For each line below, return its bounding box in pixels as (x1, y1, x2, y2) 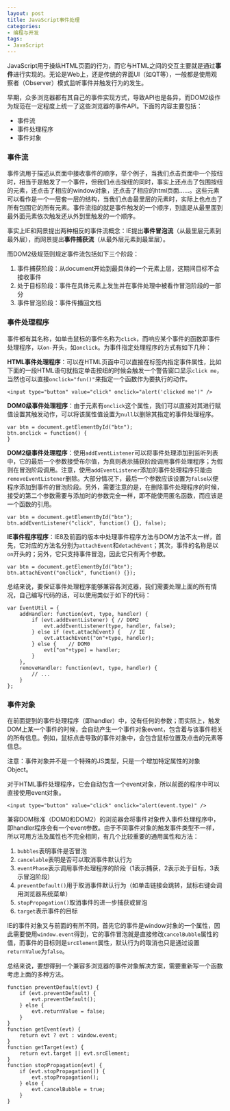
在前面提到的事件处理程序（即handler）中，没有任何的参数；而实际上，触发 (7, 716, 220, 724)
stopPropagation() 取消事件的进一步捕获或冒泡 (16, 898, 148, 906)
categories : (7, 23, 41, 29)
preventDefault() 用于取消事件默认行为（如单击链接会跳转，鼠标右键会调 (16, 881, 222, 889)
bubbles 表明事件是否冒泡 (16, 846, 87, 855)
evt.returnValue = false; (31, 1007, 106, 1015)
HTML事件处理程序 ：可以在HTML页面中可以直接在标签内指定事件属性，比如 (7, 357, 222, 366)
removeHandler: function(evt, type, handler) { (19, 665, 157, 671)
